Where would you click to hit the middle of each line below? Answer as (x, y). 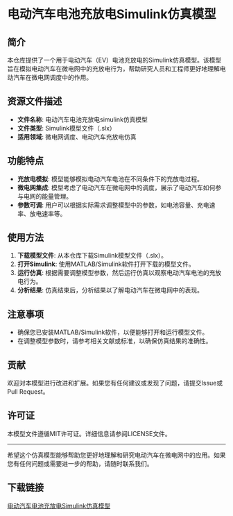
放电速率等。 (48, 213)
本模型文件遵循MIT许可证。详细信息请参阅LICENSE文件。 (89, 433)
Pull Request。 (28, 392)
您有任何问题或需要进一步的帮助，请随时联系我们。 (80, 463)
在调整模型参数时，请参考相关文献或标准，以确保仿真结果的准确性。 (114, 341)
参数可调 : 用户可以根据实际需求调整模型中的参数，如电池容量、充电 (113, 205)
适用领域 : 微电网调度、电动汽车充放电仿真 (77, 137)
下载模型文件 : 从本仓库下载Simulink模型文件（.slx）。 (92, 256)
